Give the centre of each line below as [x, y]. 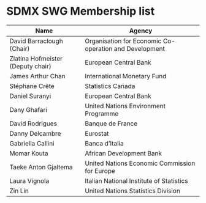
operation [99, 48]
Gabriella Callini [32, 143]
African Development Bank [124, 153]
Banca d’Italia [104, 143]
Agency [141, 31]
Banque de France [111, 124]
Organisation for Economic [123, 41]
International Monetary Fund [126, 76]
